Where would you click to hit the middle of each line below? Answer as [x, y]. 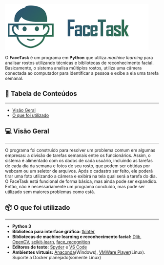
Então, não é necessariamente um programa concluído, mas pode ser [75, 186]
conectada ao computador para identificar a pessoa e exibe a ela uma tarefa [82, 73]
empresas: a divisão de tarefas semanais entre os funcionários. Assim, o [78, 155]
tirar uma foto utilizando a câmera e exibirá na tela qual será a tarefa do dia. [81, 176]
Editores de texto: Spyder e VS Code [50, 247]
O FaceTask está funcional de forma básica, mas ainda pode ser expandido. [81, 181]
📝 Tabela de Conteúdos [41, 94]
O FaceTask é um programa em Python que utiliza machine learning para [79, 57]
